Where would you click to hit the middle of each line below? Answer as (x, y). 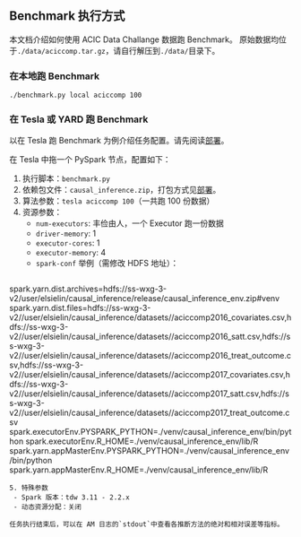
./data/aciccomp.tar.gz (61, 51)
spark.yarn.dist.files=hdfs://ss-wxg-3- (80, 308)
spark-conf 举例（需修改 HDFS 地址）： (107, 264)
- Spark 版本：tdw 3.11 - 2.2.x (71, 498)
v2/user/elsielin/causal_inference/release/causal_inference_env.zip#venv (145, 299)
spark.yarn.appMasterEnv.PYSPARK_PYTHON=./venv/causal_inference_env (149, 451)
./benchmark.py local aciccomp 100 (76, 95)
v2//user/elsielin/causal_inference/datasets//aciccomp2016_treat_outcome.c (150, 356)
